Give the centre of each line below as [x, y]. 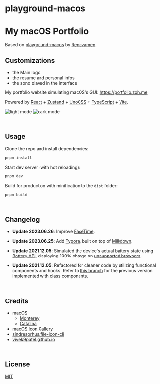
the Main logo [26, 72]
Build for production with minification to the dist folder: [61, 185]
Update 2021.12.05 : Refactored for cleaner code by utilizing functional [84, 265]
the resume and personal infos [43, 78]
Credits [17, 301]
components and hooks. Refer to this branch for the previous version [82, 271]
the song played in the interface [45, 83]
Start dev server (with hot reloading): [43, 167]
